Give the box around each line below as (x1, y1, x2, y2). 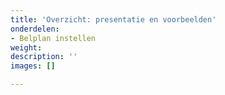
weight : (10, 42, 43, 53)
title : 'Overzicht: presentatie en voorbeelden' (10, 14, 217, 25)
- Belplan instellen (10, 33, 97, 43)
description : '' (10, 52, 78, 62)
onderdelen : (10, 24, 60, 34)
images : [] (10, 61, 56, 71)
